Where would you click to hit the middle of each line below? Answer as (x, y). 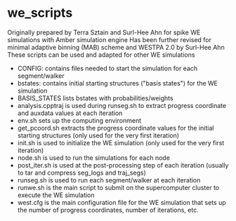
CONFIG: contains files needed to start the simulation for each (107, 68)
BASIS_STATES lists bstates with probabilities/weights (95, 98)
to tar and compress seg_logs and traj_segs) (81, 173)
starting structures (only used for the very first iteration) (98, 135)
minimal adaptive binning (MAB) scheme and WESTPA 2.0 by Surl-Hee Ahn (116, 47)
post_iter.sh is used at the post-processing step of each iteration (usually (123, 165)
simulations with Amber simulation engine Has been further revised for (110, 39)
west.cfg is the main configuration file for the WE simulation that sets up (122, 202)
